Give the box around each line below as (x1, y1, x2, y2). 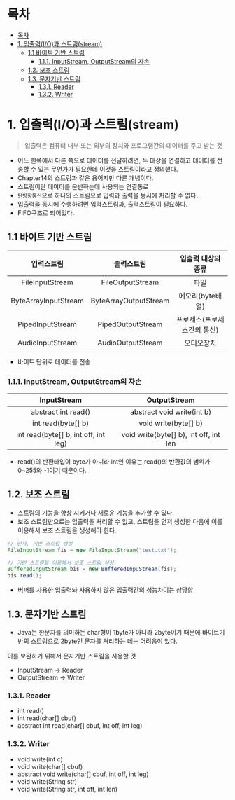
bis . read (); (7, 572, 42, 579)
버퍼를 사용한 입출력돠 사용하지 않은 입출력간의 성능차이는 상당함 (17, 586, 194, 594)
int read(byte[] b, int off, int (16, 429, 106, 439)
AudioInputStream (17, 338, 78, 347)
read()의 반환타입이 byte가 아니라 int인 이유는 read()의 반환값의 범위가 (17, 457, 211, 466)
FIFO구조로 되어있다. (17, 208, 75, 217)
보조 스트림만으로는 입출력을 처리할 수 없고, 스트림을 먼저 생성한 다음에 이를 (17, 517, 223, 525)
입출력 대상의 (179, 254, 221, 263)
